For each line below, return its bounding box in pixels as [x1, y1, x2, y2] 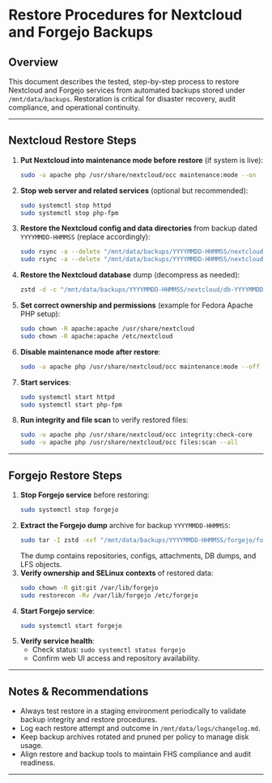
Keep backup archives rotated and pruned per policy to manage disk [19, 732, 249, 742]
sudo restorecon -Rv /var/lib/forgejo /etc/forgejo [19, 591, 198, 600]
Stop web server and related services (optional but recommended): [19, 185, 249, 196]
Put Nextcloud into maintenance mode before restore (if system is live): [19, 155, 264, 165]
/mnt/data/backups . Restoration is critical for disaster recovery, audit [8, 94, 236, 103]
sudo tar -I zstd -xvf [19, 536, 97, 544]
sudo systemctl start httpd [19, 393, 115, 401]
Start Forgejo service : [19, 606, 96, 616]
